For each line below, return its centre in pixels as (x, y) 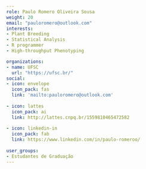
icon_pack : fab (31, 134)
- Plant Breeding (28, 34)
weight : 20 (20, 17)
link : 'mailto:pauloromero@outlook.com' (63, 95)
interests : (20, 28)
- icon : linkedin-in (32, 129)
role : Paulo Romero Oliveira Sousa (51, 12)
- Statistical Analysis (36, 40)
